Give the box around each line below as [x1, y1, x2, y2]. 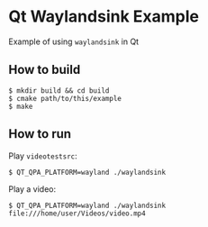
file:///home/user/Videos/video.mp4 [8, 209, 146, 218]
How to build [8, 62, 81, 77]
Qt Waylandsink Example [8, 6, 200, 27]
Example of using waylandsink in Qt [8, 36, 140, 47]
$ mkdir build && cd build [8, 86, 110, 95]
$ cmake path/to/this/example [8, 94, 122, 103]
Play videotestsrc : [8, 150, 77, 161]
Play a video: [8, 183, 57, 195]
